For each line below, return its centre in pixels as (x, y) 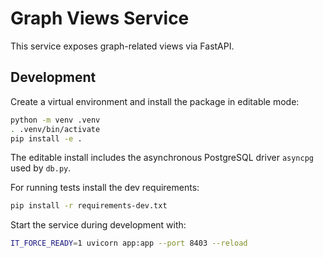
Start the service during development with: (98, 225)
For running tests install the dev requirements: (105, 188)
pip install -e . (46, 138)
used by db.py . (41, 168)
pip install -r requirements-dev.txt (89, 206)
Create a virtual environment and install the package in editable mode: (155, 101)
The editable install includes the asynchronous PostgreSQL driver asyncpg (162, 158)
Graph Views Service (100, 18)
